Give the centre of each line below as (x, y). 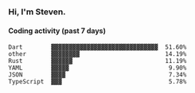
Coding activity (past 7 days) (57, 31)
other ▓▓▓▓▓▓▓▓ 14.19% (97, 54)
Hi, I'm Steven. (37, 12)
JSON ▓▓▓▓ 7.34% (97, 75)
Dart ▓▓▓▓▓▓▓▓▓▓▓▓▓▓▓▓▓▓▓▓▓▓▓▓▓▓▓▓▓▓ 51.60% (97, 47)
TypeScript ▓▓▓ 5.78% (97, 82)
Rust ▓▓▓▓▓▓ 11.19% (97, 61)
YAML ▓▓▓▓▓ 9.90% (97, 68)
